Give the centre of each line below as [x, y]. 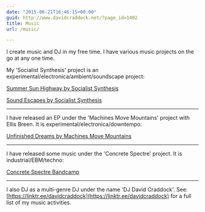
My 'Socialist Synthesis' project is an [52, 70]
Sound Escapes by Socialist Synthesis [54, 100]
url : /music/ [23, 29]
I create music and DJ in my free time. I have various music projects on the [100, 52]
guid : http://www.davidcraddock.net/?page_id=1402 [72, 18]
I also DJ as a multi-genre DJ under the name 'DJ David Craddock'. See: [97, 189]
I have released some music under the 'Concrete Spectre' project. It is [94, 154]
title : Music [23, 23]
